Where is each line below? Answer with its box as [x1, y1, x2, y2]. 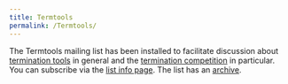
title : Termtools [9, 12, 74, 22]
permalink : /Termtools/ [9, 21, 97, 30]
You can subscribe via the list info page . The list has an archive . [9, 64, 242, 75]
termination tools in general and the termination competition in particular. [9, 55, 276, 65]
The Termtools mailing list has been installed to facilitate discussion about [9, 45, 279, 56]
